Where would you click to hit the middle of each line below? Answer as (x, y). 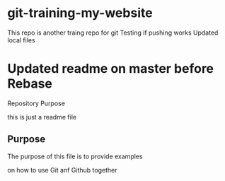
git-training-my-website (80, 13)
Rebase (30, 84)
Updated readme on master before (111, 69)
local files (21, 40)
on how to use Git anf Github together (62, 170)
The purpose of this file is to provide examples (75, 156)
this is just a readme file (42, 117)
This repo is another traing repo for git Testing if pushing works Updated (113, 33)
